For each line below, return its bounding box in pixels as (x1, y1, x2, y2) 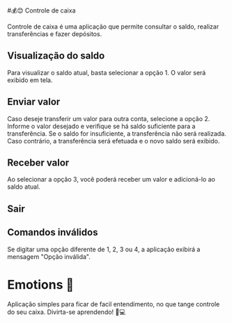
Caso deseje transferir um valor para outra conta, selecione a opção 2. (7, 114, 210, 123)
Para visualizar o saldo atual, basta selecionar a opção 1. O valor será (7, 68, 206, 77)
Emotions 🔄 (7, 276, 75, 292)
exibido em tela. (7, 76, 54, 84)
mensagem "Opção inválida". (7, 252, 91, 260)
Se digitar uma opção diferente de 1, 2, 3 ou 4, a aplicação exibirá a (7, 245, 201, 253)
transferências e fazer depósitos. (7, 30, 102, 38)
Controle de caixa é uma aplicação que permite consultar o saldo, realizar (7, 22, 219, 31)
